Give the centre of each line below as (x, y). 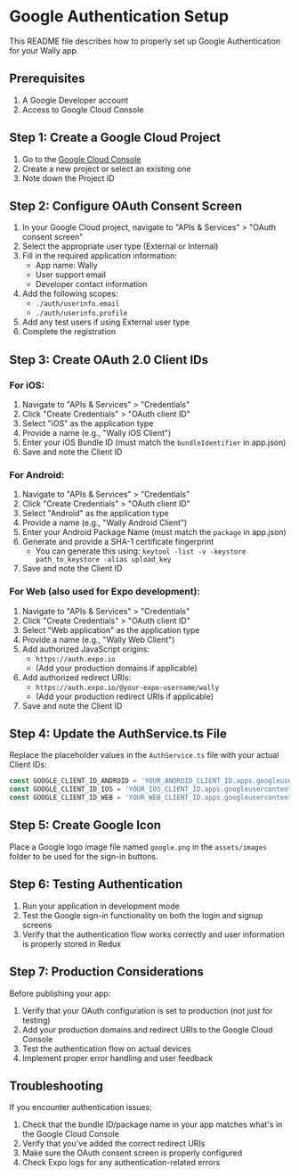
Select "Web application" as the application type (111, 629)
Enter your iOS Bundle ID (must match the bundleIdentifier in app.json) (154, 442)
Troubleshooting (57, 1086)
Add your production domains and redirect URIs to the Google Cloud (147, 1029)
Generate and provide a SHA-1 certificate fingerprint (118, 542)
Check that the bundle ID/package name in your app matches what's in (152, 1124)
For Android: (37, 474)
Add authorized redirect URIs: (77, 677)
